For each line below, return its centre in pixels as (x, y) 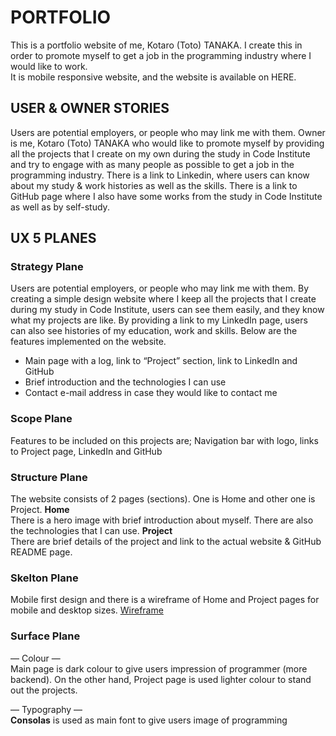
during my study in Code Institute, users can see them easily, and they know (167, 310)
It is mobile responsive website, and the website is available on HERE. (153, 77)
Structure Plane (49, 477)
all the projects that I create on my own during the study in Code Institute (160, 153)
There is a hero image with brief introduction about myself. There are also (162, 520)
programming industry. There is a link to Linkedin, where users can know (160, 175)
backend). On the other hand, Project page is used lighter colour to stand (161, 679)
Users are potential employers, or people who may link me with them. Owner (168, 132)
